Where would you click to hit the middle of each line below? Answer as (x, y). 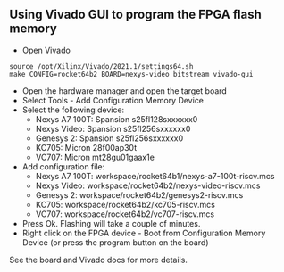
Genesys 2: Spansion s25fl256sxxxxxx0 (109, 138)
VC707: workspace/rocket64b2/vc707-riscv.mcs (125, 214)
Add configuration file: (63, 166)
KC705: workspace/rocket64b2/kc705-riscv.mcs (125, 204)
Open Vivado (46, 50)
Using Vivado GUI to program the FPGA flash (135, 15)
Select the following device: (73, 110)
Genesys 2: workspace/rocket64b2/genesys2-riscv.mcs (139, 194)
